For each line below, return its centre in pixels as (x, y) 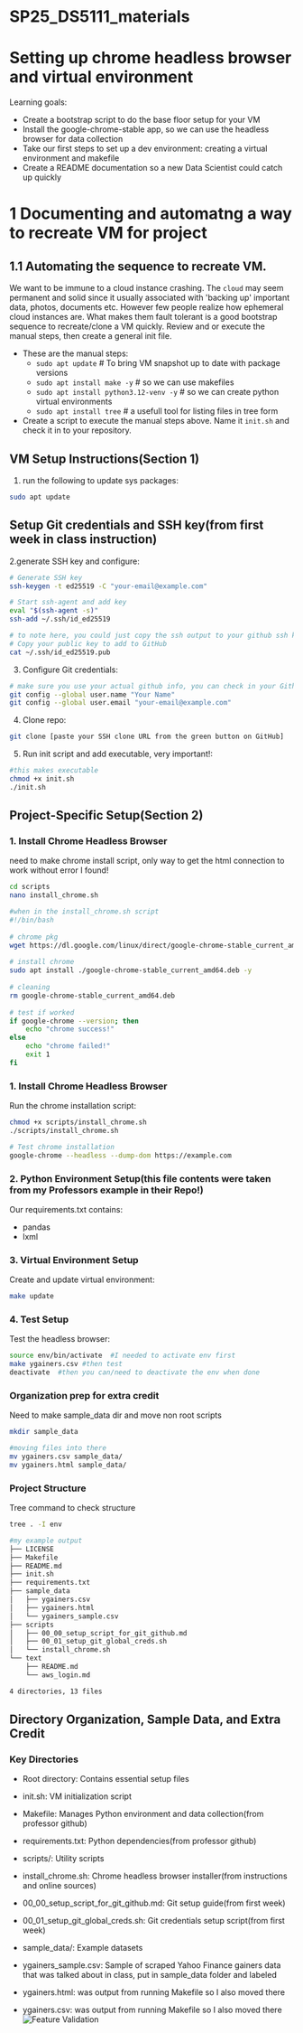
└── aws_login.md (58, 1675)
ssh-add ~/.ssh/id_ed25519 (60, 619)
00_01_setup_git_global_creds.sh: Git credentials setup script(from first (154, 1921)
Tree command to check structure (73, 1508)
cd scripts (30, 887)
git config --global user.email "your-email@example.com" (120, 703)
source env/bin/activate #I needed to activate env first (123, 1356)
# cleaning (30, 988)
